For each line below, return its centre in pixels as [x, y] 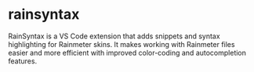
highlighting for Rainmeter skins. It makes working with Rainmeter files [122, 44]
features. [23, 61]
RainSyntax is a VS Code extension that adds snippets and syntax [114, 36]
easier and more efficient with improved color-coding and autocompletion [127, 52]
